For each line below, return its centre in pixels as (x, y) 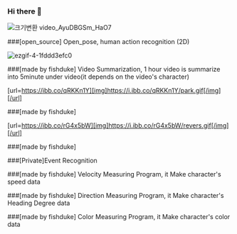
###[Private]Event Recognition (52, 161)
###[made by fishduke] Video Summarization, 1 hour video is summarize (114, 69)
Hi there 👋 (25, 11)
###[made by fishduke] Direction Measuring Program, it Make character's (116, 196)
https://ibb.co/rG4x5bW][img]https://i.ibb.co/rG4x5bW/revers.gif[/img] (125, 126)
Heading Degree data (39, 203)
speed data (24, 182)
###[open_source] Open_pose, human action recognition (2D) (99, 42)
